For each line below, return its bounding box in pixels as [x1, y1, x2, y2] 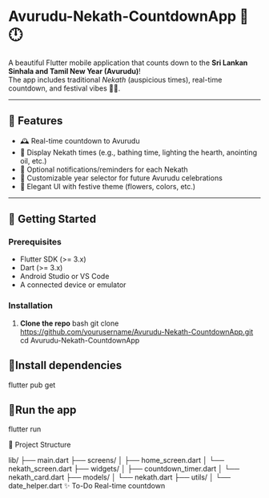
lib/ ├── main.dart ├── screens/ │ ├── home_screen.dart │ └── [8, 455, 225, 465]
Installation [8, 300, 54, 311]
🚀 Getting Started [8, 213, 97, 226]
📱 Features [8, 114, 63, 128]
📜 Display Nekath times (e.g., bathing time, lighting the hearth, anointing [19, 148, 258, 157]
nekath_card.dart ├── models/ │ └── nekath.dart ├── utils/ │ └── [8, 472, 231, 482]
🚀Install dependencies [8, 358, 122, 372]
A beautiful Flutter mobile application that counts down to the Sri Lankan [8, 58, 248, 67]
